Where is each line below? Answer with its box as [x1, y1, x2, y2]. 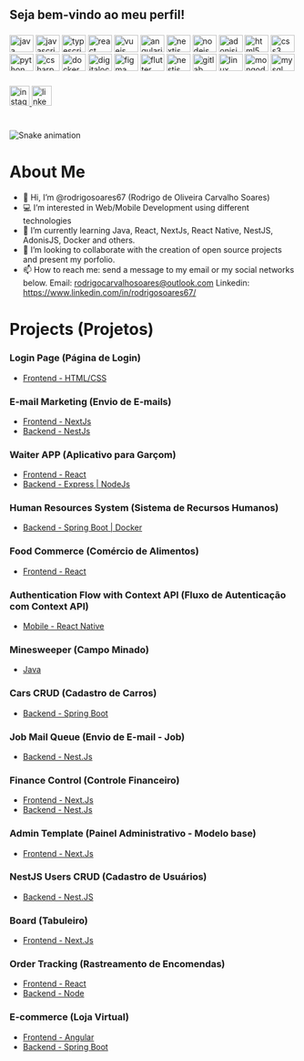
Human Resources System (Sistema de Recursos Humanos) [9, 502, 279, 515]
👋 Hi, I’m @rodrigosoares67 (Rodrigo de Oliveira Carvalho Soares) [22, 192, 270, 203]
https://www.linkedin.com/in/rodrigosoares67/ [22, 287, 197, 298]
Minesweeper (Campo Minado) [9, 643, 150, 656]
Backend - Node [22, 988, 85, 999]
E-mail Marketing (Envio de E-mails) [9, 395, 172, 408]
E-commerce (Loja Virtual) [9, 1011, 129, 1024]
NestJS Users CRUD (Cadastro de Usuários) [9, 870, 208, 883]
